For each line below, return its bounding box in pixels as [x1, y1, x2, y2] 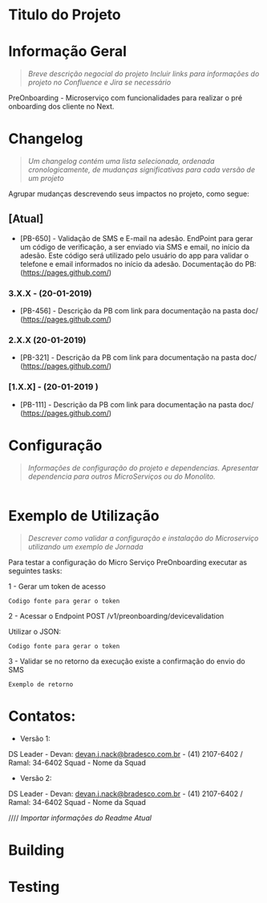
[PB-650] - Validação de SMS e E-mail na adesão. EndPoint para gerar [19, 233, 253, 243]
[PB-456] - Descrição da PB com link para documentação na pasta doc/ [19, 306, 259, 316]
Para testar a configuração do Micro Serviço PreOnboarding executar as [8, 557, 247, 567]
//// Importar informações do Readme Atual [8, 813, 152, 823]
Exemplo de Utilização [8, 506, 160, 525]
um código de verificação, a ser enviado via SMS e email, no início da [19, 242, 250, 251]
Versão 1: [19, 733, 51, 743]
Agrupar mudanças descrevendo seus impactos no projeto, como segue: [8, 189, 250, 198]
